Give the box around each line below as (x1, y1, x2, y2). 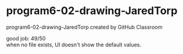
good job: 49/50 (6, 35, 46, 42)
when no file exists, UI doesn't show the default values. (6, 41, 141, 48)
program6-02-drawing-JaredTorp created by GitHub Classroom (6, 23, 163, 31)
